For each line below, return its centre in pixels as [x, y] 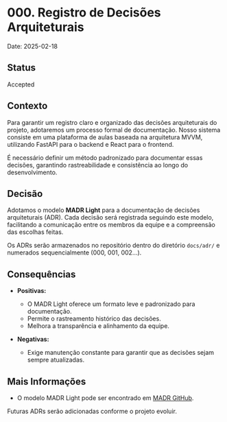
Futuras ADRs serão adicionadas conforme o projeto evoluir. [92, 411]
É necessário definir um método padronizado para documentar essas [105, 157]
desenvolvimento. [32, 172]
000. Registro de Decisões [84, 13]
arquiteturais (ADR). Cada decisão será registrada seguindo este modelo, [110, 218]
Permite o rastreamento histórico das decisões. [94, 319]
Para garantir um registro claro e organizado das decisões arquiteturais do [112, 122]
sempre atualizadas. [56, 360]
